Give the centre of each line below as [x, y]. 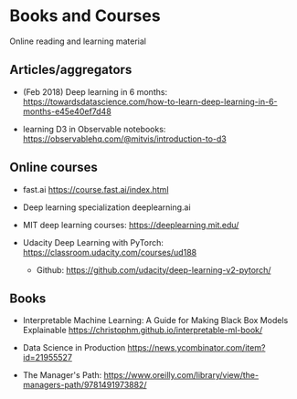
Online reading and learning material [78, 41]
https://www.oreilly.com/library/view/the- [181, 375]
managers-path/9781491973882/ [85, 385]
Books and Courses [85, 16]
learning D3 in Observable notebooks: [94, 129]
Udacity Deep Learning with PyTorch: [93, 242]
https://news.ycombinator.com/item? [196, 348]
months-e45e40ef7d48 [67, 111]
